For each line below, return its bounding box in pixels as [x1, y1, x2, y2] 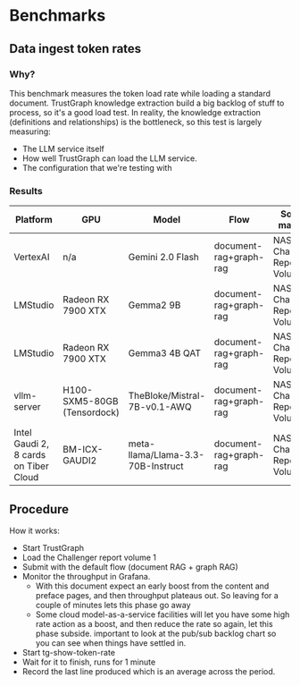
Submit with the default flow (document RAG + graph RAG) [21, 561, 238, 572]
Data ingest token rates [9, 41, 142, 56]
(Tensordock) [62, 406, 121, 419]
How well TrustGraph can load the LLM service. [21, 153, 198, 164]
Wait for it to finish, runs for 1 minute [21, 656, 156, 667]
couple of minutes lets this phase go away [35, 599, 191, 610]
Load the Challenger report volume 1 [21, 552, 156, 563]
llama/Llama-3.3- [128, 449, 205, 462]
